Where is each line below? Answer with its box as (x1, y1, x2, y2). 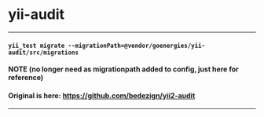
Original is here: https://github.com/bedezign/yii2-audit (8, 90, 196, 100)
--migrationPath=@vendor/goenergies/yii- (68, 42, 206, 49)
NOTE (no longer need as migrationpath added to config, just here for (8, 64, 239, 74)
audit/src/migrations (8, 49, 79, 57)
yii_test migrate (8, 42, 65, 49)
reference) (8, 73, 44, 82)
